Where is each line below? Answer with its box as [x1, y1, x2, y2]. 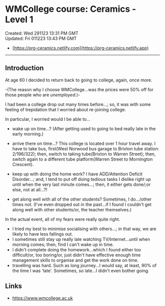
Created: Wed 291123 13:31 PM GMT [5, 30, 79, 36]
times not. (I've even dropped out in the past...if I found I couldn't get [12, 201, 152, 207]
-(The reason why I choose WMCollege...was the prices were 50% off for [5, 86, 154, 92]
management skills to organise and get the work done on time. [12, 257, 139, 263]
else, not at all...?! [12, 186, 48, 193]
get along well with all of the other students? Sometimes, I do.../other [12, 196, 152, 202]
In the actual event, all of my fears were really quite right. [5, 216, 120, 222]
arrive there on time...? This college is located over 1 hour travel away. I [12, 140, 156, 146]
